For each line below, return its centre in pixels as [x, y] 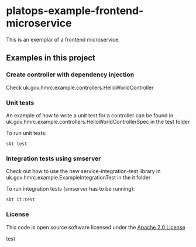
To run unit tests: [26, 133]
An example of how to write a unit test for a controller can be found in [90, 115]
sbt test [17, 144]
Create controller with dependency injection [70, 75]
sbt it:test [20, 200]
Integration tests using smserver [54, 158]
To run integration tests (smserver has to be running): [71, 189]
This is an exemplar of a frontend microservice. [63, 39]
